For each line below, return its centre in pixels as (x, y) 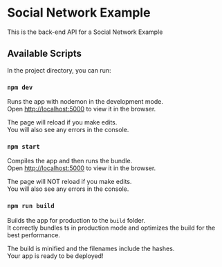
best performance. (34, 235)
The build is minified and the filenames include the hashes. (91, 248)
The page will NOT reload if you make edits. (70, 182)
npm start (24, 146)
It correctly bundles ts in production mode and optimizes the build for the (111, 228)
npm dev (20, 87)
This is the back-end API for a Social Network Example (85, 32)
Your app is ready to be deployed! (55, 256)
